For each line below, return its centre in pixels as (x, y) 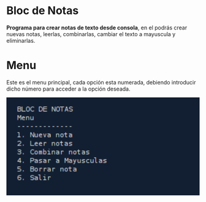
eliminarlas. (21, 40)
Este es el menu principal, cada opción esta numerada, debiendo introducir (101, 82)
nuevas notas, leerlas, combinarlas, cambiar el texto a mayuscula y (91, 34)
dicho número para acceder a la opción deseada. (68, 89)
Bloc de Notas (43, 11)
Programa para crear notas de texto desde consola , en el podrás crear (97, 28)
